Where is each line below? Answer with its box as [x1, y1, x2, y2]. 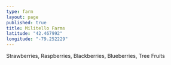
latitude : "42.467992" [6, 31, 63, 37]
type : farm [6, 8, 33, 15]
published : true [6, 19, 47, 25]
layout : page [6, 14, 39, 20]
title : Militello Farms [6, 25, 66, 31]
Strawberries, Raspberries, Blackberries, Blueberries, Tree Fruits [6, 53, 166, 59]
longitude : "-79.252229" [6, 36, 68, 42]
